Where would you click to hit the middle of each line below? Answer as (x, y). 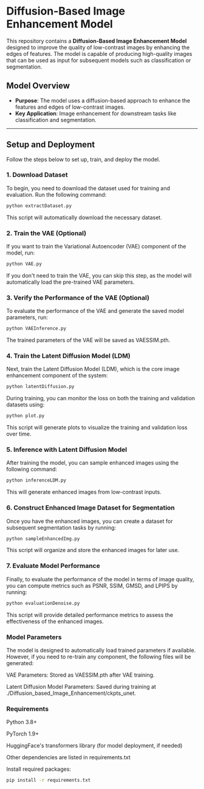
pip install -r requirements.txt (49, 780)
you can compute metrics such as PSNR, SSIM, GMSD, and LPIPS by (92, 586)
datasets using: (25, 405)
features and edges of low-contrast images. (70, 107)
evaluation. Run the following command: (56, 194)
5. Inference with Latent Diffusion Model (67, 449)
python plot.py (25, 416)
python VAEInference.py (36, 329)
